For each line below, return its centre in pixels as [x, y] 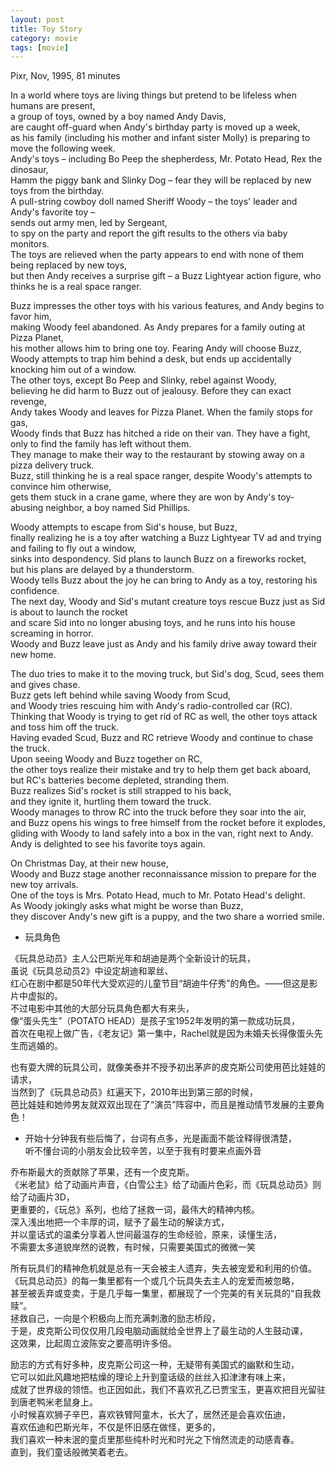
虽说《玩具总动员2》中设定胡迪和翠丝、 [92, 971]
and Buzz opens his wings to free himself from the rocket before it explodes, [168, 823]
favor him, [31, 317]
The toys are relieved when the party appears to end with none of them [157, 255]
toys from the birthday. [57, 191]
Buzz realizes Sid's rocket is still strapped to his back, [121, 791]
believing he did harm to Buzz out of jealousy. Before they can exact [151, 391]
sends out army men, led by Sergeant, [89, 223]
